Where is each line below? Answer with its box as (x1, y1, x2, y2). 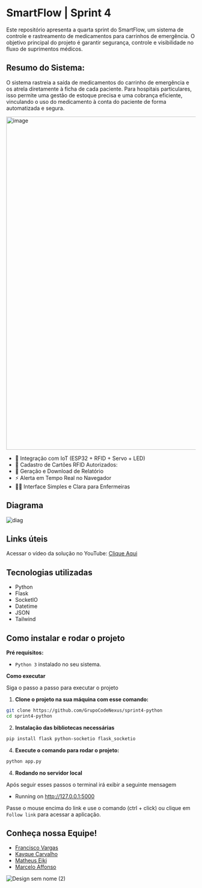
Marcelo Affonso (14, 863, 57, 870)
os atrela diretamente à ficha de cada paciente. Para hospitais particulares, (6, 85, 192, 92)
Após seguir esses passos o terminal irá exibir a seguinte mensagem (6, 781, 176, 788)
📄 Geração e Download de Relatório (14, 467, 104, 474)
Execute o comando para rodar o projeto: (14, 746, 120, 754)
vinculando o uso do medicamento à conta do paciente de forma (6, 98, 167, 105)
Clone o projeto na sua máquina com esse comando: (14, 696, 149, 703)
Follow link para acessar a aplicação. (6, 811, 101, 818)
